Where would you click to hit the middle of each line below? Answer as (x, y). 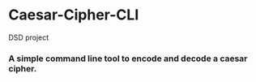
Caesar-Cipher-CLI (74, 15)
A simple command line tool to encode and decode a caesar (128, 58)
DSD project (29, 37)
